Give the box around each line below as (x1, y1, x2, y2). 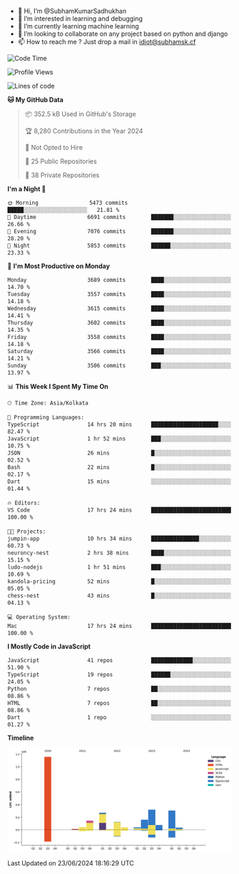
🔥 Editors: (7, 499, 41, 507)
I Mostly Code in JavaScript (7, 642, 91, 651)
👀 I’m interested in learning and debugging (17, 14, 143, 23)
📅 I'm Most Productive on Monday (7, 262, 111, 270)
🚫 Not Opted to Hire (24, 143, 83, 151)
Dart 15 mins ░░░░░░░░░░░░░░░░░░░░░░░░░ (7, 478, 232, 485)
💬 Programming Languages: (7, 414, 84, 421)
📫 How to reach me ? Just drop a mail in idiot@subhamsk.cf (17, 38, 196, 46)
